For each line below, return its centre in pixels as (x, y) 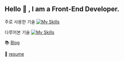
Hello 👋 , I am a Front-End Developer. (62, 9)
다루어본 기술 (17, 32)
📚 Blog (12, 42)
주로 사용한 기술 (20, 22)
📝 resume (14, 54)
